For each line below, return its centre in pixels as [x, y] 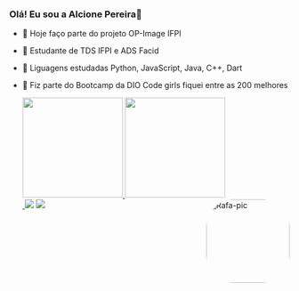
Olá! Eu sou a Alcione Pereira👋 [76, 14]
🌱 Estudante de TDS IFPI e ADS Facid [90, 51]
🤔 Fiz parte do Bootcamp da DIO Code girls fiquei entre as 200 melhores [155, 85]
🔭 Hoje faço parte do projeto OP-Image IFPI [101, 34]
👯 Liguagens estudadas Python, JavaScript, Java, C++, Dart [132, 68]
